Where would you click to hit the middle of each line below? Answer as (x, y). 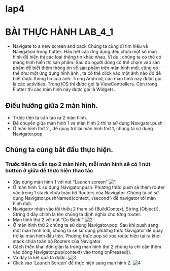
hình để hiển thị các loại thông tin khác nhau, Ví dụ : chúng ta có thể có (87, 57)
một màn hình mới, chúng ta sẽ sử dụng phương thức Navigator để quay (88, 230)
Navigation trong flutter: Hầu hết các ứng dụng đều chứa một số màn (85, 52)
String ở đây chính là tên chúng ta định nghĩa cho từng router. (77, 214)
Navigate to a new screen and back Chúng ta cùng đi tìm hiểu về (80, 46)
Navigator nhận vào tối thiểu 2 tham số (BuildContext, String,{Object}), (86, 208)
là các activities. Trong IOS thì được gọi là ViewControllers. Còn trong (85, 84)
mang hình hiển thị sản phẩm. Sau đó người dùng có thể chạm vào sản (86, 63)
